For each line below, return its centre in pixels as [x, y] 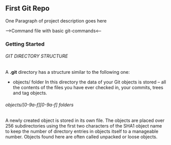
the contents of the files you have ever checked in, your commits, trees [88, 87]
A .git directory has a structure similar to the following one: [68, 72]
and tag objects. [30, 93]
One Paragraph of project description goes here [56, 20]
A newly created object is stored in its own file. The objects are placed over [85, 120]
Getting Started [25, 44]
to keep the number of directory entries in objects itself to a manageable [82, 131]
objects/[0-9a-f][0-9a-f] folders [40, 105]
